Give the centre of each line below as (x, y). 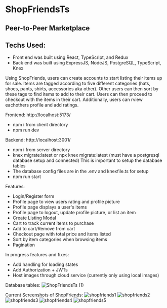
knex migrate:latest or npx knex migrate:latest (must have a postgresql (86, 155)
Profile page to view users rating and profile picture (66, 202)
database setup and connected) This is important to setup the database (87, 160)
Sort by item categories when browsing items (60, 239)
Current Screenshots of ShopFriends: (44, 295)
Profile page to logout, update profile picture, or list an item (74, 213)
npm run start (27, 177)
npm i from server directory (41, 150)
